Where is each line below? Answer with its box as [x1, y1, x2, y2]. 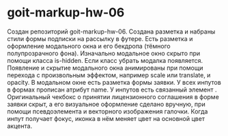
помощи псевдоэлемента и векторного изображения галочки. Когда [7, 107, 208, 115]
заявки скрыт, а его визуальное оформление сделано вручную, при [7, 100, 206, 108]
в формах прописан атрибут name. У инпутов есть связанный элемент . [7, 85, 217, 94]
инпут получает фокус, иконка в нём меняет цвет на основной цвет [7, 114, 205, 122]
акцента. [7, 122, 33, 130]
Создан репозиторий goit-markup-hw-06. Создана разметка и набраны [7, 27, 216, 36]
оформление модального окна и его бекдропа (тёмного [7, 42, 171, 50]
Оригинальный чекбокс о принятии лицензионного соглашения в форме [7, 92, 220, 100]
